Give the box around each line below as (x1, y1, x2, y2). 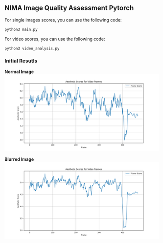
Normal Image (4, 69, 34, 74)
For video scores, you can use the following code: (4, 36, 106, 42)
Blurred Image (4, 156, 34, 162)
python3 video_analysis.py (4, 46, 60, 51)
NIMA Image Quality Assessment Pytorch (4, 4, 134, 12)
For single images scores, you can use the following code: (4, 17, 122, 23)
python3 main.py (4, 27, 38, 32)
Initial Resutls (4, 57, 38, 64)
